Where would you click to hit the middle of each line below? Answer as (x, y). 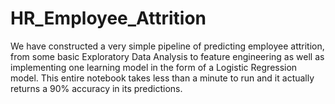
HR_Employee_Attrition (108, 18)
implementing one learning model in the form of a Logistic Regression (154, 67)
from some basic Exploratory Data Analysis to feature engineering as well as (167, 56)
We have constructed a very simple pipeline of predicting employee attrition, (167, 46)
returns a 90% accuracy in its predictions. (96, 88)
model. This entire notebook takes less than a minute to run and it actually (162, 78)
